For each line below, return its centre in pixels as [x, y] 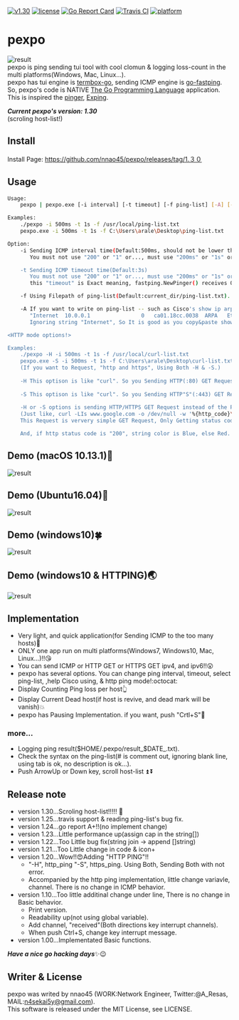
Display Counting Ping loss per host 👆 [73, 689]
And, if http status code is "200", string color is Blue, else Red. [126, 434]
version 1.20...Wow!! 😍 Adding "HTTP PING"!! [83, 857]
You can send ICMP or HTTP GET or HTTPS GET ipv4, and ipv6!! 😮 [116, 666]
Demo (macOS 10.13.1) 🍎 [60, 456]
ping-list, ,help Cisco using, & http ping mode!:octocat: [97, 681]
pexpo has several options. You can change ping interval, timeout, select [124, 673]
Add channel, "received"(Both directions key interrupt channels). [123, 925]
